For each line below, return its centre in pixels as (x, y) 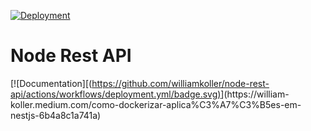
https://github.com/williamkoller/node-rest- (180, 83)
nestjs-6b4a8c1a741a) (56, 115)
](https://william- (255, 94)
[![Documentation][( (51, 83)
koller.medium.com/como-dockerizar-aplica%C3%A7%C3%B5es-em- (156, 104)
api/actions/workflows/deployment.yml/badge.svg (114, 94)
